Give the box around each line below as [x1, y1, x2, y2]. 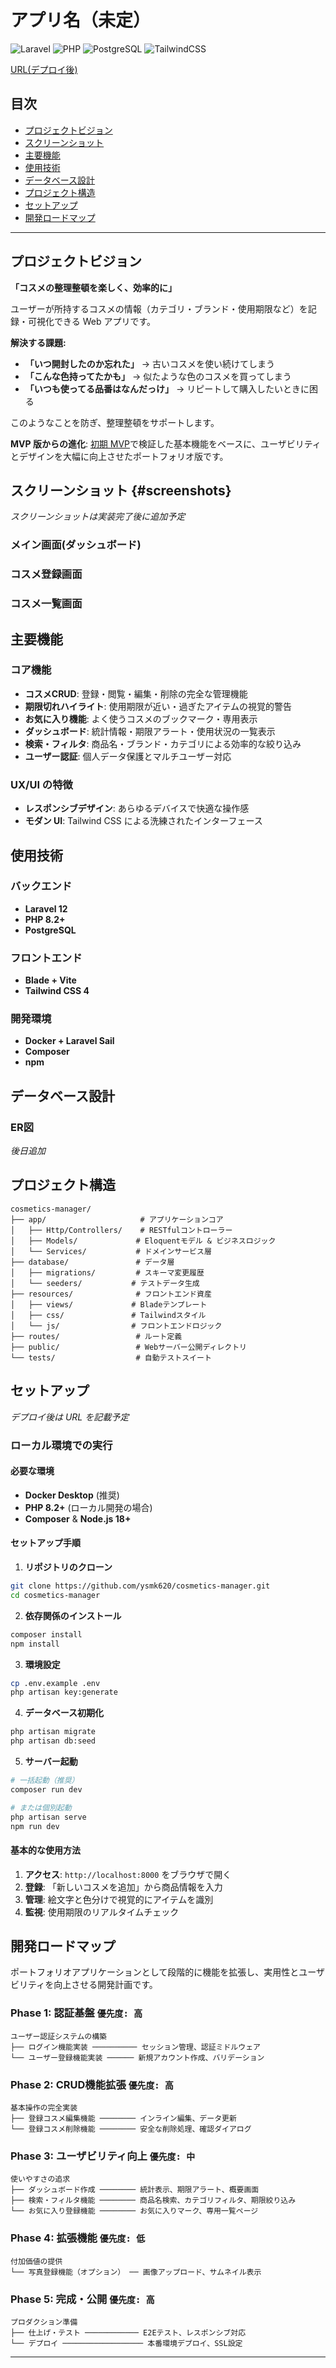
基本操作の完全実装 [10, 2103, 78, 2113]
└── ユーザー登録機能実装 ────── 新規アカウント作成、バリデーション [10, 2052, 265, 2063]
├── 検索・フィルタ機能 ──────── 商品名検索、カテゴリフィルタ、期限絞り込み [10, 2196, 297, 2206]
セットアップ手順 [10, 1537, 81, 1549]
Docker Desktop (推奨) [24, 1489, 120, 1501]
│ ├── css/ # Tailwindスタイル [10, 1310, 207, 1320]
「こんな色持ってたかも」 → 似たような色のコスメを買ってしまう [24, 370, 292, 382]
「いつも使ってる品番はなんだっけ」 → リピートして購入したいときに [24, 382, 310, 395]
